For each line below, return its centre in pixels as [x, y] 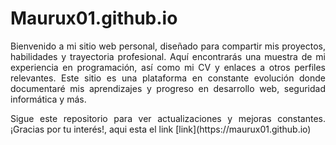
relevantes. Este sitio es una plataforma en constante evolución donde [168, 78]
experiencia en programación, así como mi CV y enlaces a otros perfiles [168, 67]
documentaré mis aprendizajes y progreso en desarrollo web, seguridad [168, 88]
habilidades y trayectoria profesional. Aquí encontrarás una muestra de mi [168, 56]
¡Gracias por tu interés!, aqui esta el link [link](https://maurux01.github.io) [161, 129]
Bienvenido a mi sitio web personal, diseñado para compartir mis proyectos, [168, 46]
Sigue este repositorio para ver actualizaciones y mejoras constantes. [168, 118]
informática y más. [48, 99]
